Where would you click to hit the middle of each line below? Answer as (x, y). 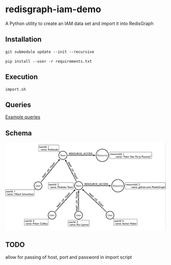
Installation (23, 39)
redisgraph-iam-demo (53, 9)
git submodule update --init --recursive (50, 52)
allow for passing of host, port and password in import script (69, 257)
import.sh (16, 89)
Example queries (23, 117)
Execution (22, 77)
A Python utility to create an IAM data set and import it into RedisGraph (79, 23)
